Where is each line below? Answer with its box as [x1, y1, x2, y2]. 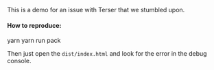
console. [7, 57, 32, 65]
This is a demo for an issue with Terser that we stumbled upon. [7, 6, 185, 14]
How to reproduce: [7, 21, 62, 29]
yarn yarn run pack [7, 37, 61, 45]
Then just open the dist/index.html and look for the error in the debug [7, 50, 207, 58]
